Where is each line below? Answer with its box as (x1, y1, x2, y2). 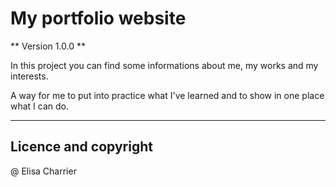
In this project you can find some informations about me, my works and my (10, 59, 319, 71)
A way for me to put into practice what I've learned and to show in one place (10, 89, 325, 101)
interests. (10, 70, 49, 82)
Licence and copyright (10, 138, 153, 156)
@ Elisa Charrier (10, 165, 77, 177)
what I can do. (10, 100, 70, 112)
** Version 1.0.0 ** (10, 40, 87, 52)
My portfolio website (10, 7, 187, 30)
